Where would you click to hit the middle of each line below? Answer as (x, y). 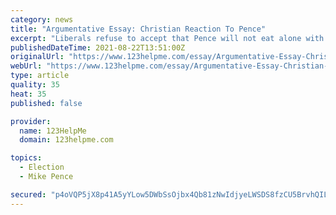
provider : (31, 121)
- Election (42, 167)
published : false (46, 103)
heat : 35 (28, 94)
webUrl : (26, 66)
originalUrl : (37, 57)
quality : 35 (35, 85)
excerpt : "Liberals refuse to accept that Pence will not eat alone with (167, 38)
